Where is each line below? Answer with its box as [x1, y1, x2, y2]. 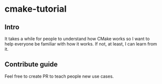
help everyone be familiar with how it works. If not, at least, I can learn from [4, 41, 158, 47]
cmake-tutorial [4, 3, 67, 15]
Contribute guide [4, 60, 58, 69]
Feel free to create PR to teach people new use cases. [4, 73, 114, 79]
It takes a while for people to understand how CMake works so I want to [4, 36, 150, 42]
